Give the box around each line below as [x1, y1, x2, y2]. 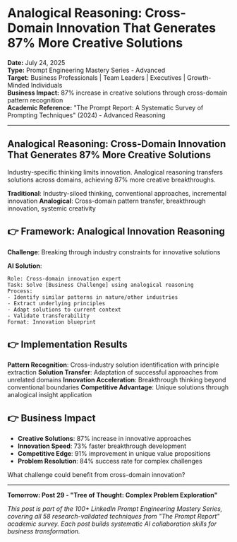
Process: [7, 288, 33, 295]
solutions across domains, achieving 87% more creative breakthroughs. [7, 175, 217, 184]
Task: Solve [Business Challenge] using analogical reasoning [7, 281, 194, 288]
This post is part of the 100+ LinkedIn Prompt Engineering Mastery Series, [7, 505, 223, 513]
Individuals [30, 81, 63, 89]
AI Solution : [7, 261, 42, 270]
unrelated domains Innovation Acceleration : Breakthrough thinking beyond [7, 376, 226, 384]
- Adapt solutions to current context [7, 306, 121, 313]
